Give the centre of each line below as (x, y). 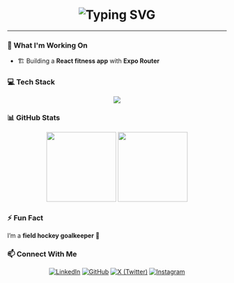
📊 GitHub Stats (34, 118)
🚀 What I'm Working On (48, 45)
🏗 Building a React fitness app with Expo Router (88, 61)
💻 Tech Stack (31, 82)
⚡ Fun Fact (25, 217)
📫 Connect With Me (42, 254)
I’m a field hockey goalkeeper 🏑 (54, 236)
